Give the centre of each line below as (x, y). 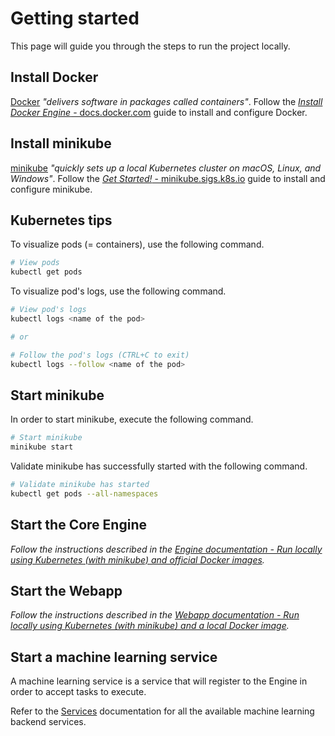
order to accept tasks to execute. (78, 692)
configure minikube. (51, 189)
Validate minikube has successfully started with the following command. (159, 466)
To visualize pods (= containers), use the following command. (137, 244)
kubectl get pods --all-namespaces (84, 493)
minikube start (42, 447)
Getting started (75, 18)
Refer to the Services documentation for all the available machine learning (162, 711)
